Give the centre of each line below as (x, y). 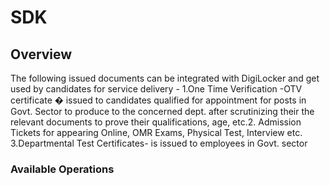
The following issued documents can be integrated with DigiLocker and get (165, 78)
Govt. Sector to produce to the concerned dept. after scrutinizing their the (162, 111)
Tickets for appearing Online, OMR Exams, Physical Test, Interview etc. (156, 132)
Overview (41, 54)
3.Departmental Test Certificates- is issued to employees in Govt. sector (159, 143)
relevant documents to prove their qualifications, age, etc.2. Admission (156, 122)
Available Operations (62, 169)
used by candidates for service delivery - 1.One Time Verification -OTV (156, 89)
